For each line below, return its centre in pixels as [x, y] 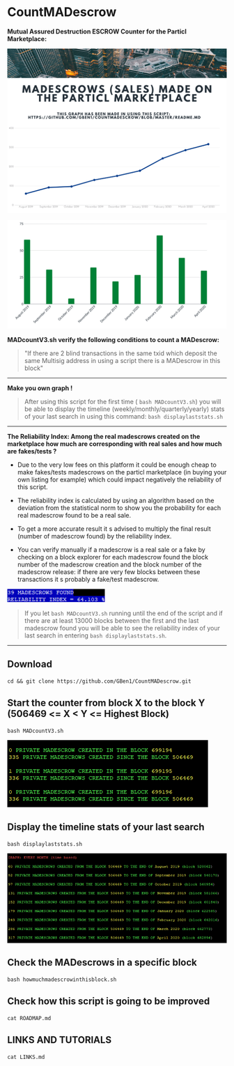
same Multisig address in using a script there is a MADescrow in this [122, 361]
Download [30, 664]
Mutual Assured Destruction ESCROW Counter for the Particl [97, 31]
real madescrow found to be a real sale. [74, 516]
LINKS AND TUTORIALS [60, 1040]
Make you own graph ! [40, 388]
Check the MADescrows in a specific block [102, 963]
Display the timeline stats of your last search [106, 827]
